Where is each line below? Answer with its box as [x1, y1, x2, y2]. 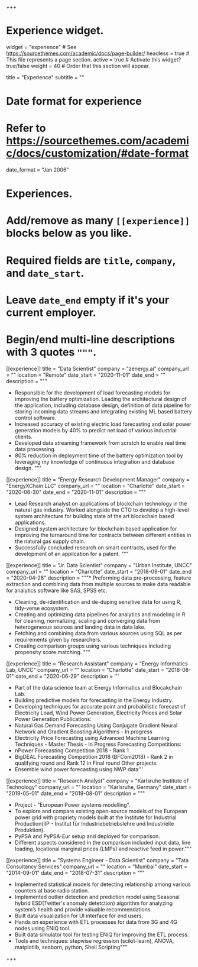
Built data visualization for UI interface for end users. [14, 912, 144, 919]
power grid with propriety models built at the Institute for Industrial [14, 814, 177, 821]
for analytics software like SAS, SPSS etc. [6, 587, 108, 594]
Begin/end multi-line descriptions [6, 333, 176, 346]
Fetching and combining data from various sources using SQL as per [14, 629, 182, 636]
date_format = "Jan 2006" [6, 166, 69, 173]
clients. [14, 433, 33, 440]
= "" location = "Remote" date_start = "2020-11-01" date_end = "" [6, 371, 165, 379]
